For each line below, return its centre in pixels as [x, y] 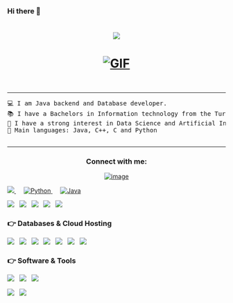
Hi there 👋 [24, 11]
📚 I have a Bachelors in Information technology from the [109, 114]
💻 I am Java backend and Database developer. [87, 104]
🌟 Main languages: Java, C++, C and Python [82, 130]
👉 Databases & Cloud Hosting [60, 223]
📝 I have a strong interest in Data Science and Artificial [112, 123]
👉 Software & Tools [42, 261]
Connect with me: [116, 161]
